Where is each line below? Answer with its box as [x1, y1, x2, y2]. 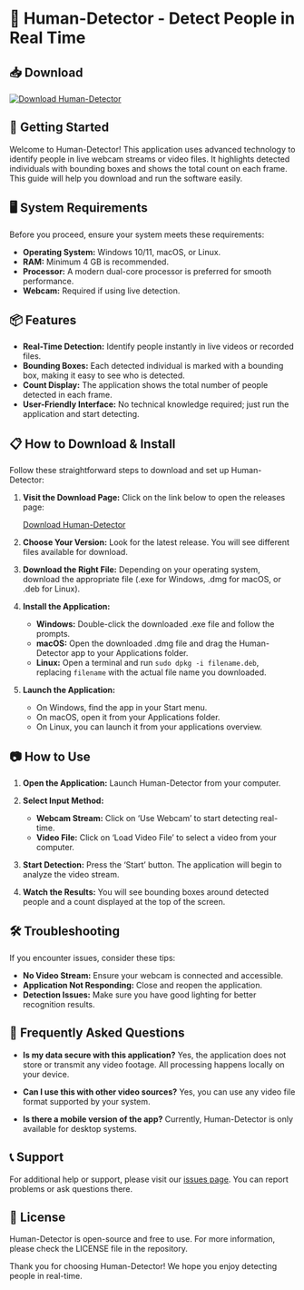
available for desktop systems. [22, 1123, 138, 1134]
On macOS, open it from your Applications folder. [35, 712, 221, 723]
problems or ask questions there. [9, 1183, 133, 1194]
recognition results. [22, 998, 95, 1009]
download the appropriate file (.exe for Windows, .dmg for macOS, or [22, 574, 281, 585]
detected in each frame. [22, 390, 113, 401]
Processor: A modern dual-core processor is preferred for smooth [22, 265, 272, 276]
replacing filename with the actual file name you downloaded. [35, 667, 267, 678]
